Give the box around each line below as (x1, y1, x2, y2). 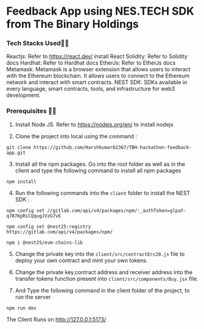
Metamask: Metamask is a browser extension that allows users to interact (6, 66, 191, 73)
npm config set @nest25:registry (6, 224, 91, 230)
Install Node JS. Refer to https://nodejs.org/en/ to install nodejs (15, 121, 174, 128)
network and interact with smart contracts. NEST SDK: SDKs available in (6, 79, 188, 86)
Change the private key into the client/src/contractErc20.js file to (15, 250, 185, 257)
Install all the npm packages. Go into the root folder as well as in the (15, 160, 186, 168)
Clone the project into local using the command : (15, 132, 138, 140)
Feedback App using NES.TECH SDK (6, 4, 195, 18)
